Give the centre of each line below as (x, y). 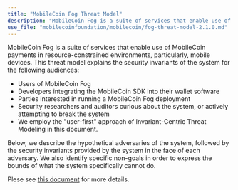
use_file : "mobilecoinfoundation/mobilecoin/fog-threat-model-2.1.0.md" (118, 27)
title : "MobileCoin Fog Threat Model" (65, 14)
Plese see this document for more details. (68, 179)
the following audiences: (43, 70)
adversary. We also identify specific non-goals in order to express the (110, 158)
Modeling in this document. (58, 130)
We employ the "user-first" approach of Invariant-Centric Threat (112, 122)
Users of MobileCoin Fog (54, 84)
